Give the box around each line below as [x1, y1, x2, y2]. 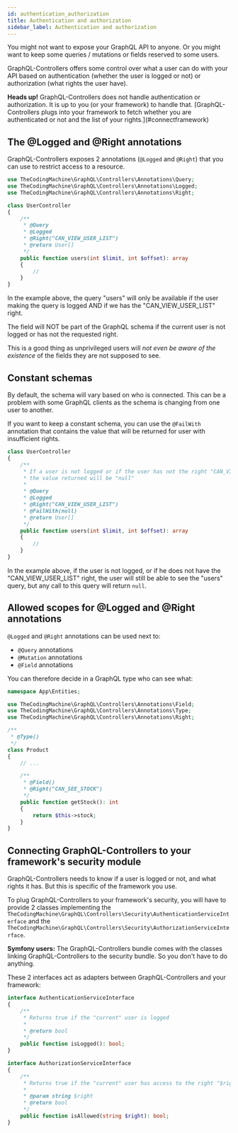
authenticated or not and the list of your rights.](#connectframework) [7, 115, 209, 124]
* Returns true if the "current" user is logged [23, 1014, 170, 1021]
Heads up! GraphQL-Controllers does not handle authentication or [7, 93, 200, 101]
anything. [7, 960, 35, 968]
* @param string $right [23, 1093, 93, 1100]
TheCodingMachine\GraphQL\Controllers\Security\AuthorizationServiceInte [7, 925, 230, 932]
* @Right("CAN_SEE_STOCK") [23, 785, 103, 793]
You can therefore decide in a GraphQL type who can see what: [7, 674, 193, 683]
